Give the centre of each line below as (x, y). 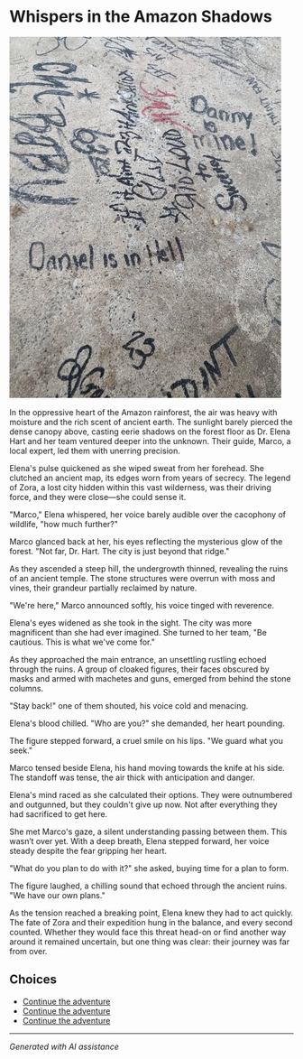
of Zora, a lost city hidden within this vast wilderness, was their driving (141, 487)
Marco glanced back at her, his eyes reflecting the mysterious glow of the (146, 541)
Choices (33, 980)
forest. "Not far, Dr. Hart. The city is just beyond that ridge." (119, 551)
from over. (28, 951)
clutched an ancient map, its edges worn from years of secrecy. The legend (150, 478)
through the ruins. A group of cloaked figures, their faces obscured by (140, 669)
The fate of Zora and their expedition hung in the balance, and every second (151, 922)
